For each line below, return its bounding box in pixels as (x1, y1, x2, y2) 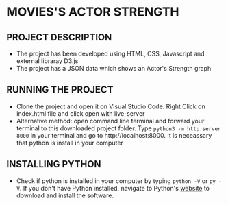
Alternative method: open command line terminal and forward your (16, 117, 205, 125)
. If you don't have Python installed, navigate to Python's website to (19, 184, 210, 192)
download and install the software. (16, 191, 114, 200)
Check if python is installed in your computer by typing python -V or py (16, 176, 216, 185)
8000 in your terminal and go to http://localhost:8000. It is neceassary (16, 131, 212, 139)
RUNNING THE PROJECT (6, 84, 114, 96)
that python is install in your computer (16, 138, 124, 147)
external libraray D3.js (16, 57, 79, 65)
